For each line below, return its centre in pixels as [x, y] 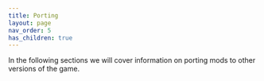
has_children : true [41, 38]
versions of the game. [44, 69]
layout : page [30, 23]
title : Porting [33, 15]
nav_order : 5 [30, 30]
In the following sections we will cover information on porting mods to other [132, 60]
